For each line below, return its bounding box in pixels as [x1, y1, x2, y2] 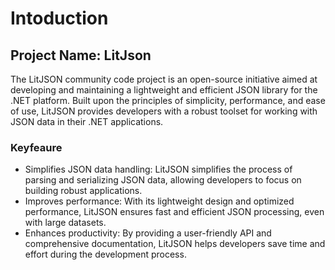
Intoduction [10, 7, 109, 30]
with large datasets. [24, 217, 107, 229]
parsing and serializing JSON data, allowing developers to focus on [24, 174, 302, 186]
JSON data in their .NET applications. [10, 116, 164, 127]
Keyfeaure [10, 140, 63, 154]
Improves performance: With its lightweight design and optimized [24, 195, 295, 207]
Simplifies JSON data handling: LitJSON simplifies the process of [24, 163, 293, 176]
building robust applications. [24, 185, 143, 197]
